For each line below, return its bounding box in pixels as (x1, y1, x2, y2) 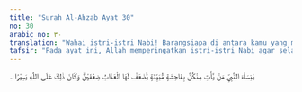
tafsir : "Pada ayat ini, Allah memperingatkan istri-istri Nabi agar (9, 46, 276, 55)
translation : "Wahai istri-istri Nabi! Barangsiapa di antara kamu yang (9, 38, 288, 47)
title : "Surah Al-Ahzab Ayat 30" (9, 13, 135, 22)
